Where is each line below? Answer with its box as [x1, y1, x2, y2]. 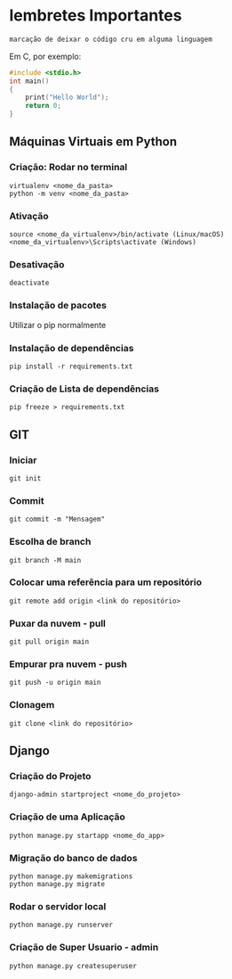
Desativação [9, 258, 65, 270]
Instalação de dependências [9, 341, 134, 354]
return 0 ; [25, 102, 62, 111]
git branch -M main [9, 555, 82, 564]
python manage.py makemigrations [9, 871, 133, 881]
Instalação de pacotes [9, 300, 107, 312]
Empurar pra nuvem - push [9, 658, 127, 670]
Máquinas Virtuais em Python [9, 135, 178, 150]
